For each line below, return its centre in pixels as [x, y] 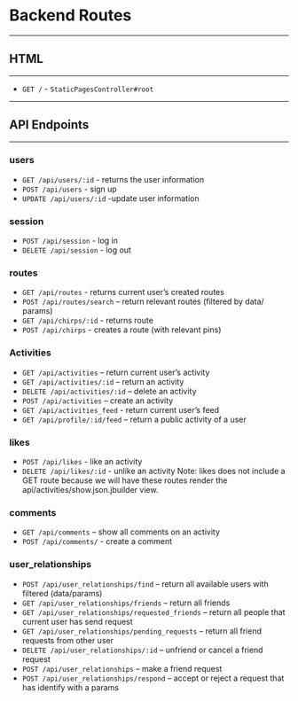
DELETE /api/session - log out [76, 250]
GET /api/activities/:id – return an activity [103, 381]
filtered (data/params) [62, 593]
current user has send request [77, 621]
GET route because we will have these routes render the [125, 480]
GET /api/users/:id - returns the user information [113, 179]
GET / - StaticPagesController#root [88, 89]
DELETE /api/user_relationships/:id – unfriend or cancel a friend [142, 650]
